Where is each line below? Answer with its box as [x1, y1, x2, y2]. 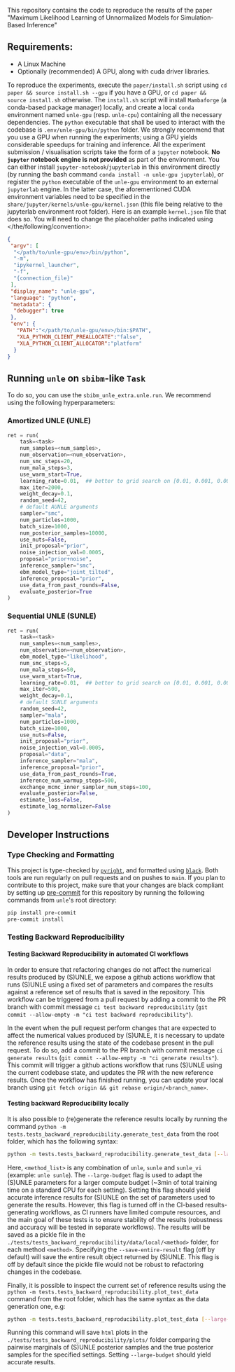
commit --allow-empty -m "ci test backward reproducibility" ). [7, 1010, 194, 1018]
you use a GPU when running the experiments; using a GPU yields [7, 132, 198, 141]
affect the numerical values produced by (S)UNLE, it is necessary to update [7, 1031, 225, 1039]
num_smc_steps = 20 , [20, 458, 73, 465]
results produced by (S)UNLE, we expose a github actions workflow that [7, 973, 215, 981]
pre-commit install [7, 916, 64, 923]
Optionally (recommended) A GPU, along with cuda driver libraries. [17, 67, 211, 76]
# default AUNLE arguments [20, 504, 99, 511]
